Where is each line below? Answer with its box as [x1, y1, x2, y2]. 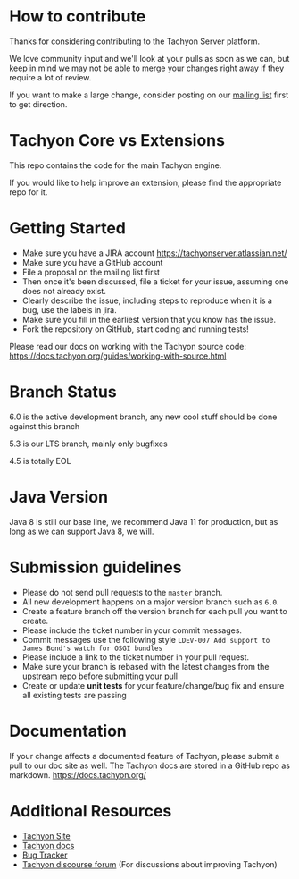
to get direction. [9, 98, 68, 109]
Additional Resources [9, 800, 172, 821]
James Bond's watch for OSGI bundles [21, 644, 163, 653]
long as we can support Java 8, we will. [9, 526, 154, 537]
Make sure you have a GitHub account [21, 257, 163, 267]
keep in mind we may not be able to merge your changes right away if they [9, 63, 285, 73]
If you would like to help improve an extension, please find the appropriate [9, 177, 282, 188]
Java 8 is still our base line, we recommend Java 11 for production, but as [9, 516, 278, 527]
